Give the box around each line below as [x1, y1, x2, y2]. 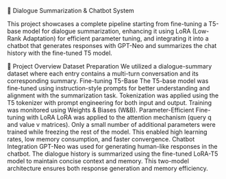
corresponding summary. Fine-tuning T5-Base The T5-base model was [7, 77, 209, 85]
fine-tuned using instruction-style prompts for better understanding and [7, 84, 210, 92]
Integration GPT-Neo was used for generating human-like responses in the [7, 143, 218, 150]
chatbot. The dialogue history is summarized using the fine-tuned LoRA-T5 [7, 150, 218, 158]
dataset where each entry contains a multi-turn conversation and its [7, 69, 199, 77]
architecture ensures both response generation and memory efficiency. [7, 165, 208, 172]
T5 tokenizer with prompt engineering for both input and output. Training [7, 99, 212, 106]
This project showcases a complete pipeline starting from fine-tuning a [7, 20, 208, 27]
